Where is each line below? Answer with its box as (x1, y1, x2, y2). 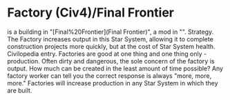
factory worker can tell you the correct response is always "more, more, (7, 71, 212, 80)
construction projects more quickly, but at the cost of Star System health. (7, 42, 215, 50)
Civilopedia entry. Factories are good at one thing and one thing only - (7, 50, 207, 58)
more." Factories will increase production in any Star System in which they (7, 79, 219, 87)
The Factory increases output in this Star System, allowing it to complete (7, 34, 214, 43)
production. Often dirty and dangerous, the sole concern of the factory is (7, 57, 215, 65)
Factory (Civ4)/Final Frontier (7, 5, 175, 21)
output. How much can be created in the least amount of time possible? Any (7, 64, 223, 72)
